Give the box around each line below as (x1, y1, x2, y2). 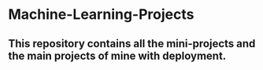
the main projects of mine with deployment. (8, 49, 227, 62)
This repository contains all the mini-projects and (8, 37, 256, 50)
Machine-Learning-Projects (8, 6, 194, 24)
